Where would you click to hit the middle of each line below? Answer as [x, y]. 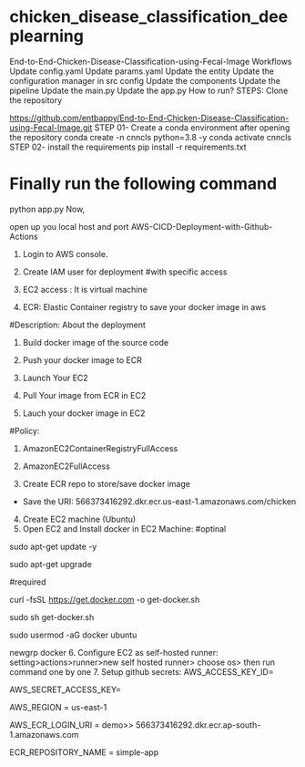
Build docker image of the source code [96, 342]
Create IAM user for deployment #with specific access [125, 272]
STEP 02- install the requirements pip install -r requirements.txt [128, 147]
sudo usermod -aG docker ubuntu [73, 635]
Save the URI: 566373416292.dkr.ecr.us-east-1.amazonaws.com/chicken [159, 501]
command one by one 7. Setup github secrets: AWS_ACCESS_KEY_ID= [142, 671]
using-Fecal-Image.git [51, 127]
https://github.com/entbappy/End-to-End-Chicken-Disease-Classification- [149, 118]
